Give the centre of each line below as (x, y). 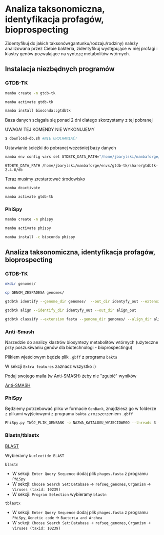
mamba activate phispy (28, 228)
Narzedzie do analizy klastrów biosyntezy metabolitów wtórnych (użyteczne (82, 342)
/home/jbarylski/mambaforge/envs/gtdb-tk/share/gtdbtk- (100, 166)
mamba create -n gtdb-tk (30, 93)
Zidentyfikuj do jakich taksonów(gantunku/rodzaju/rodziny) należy (72, 43)
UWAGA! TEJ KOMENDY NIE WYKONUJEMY (50, 129)
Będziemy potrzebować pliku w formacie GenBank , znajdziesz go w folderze (81, 408)
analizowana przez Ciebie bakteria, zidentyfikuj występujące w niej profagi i (81, 48)
